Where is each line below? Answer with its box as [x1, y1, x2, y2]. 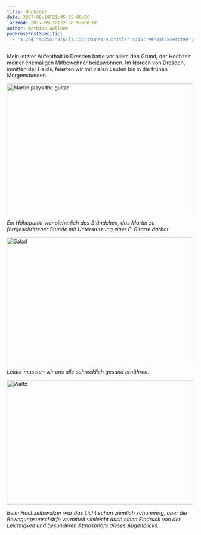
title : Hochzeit [7, 8, 47, 15]
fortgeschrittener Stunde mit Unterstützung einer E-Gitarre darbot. [7, 226, 171, 232]
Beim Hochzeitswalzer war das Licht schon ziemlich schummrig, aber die [7, 509, 187, 516]
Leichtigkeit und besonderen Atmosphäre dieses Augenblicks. [7, 522, 159, 529]
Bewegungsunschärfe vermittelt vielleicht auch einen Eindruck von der [7, 516, 181, 522]
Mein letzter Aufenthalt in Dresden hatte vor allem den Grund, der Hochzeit [7, 53, 191, 60]
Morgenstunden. [7, 72, 48, 79]
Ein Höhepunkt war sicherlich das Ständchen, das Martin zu [7, 219, 155, 226]
